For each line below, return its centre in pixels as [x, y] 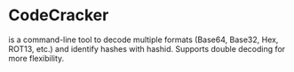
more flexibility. [36, 58]
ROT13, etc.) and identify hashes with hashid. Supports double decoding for [147, 48]
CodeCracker [59, 15]
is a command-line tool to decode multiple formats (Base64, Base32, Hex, [143, 40]
